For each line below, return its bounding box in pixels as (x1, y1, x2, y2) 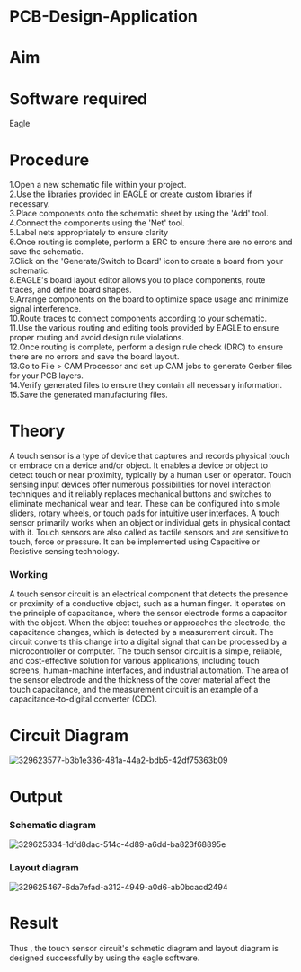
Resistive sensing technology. (9, 546, 120, 557)
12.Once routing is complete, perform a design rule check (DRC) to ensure (9, 341, 284, 352)
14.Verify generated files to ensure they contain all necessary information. (9, 380, 283, 391)
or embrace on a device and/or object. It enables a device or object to (9, 460, 268, 471)
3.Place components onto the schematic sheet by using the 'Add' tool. (9, 208, 270, 219)
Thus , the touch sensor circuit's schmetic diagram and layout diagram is (9, 943, 279, 954)
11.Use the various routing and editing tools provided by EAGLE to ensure (9, 323, 279, 333)
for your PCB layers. (9, 370, 84, 381)
